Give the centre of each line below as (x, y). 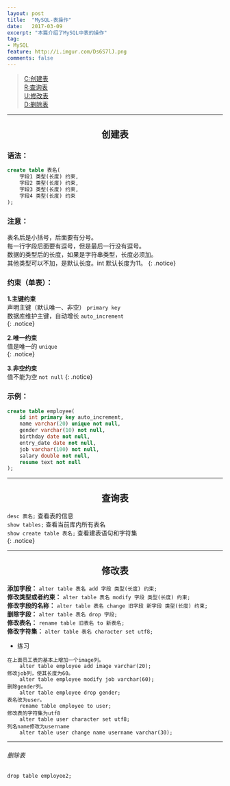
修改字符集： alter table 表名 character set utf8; (80, 631)
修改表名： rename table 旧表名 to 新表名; (66, 623)
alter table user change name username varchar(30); (96, 732)
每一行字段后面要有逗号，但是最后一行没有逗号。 (76, 246)
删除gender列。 (27, 686)
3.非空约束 (22, 369)
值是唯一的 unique (32, 347)
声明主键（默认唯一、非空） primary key (64, 308)
